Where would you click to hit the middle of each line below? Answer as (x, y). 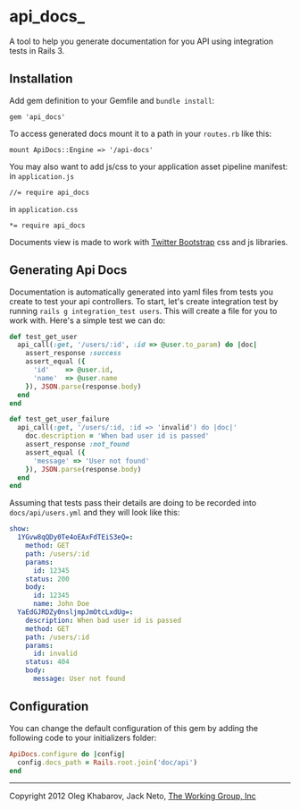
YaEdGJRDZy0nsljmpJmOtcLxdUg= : (75, 612)
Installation (41, 79)
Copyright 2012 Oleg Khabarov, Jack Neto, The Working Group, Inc (133, 796)
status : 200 (47, 579)
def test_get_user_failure (59, 419)
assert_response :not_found (77, 445)
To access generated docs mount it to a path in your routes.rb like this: (141, 133)
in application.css (44, 209)
